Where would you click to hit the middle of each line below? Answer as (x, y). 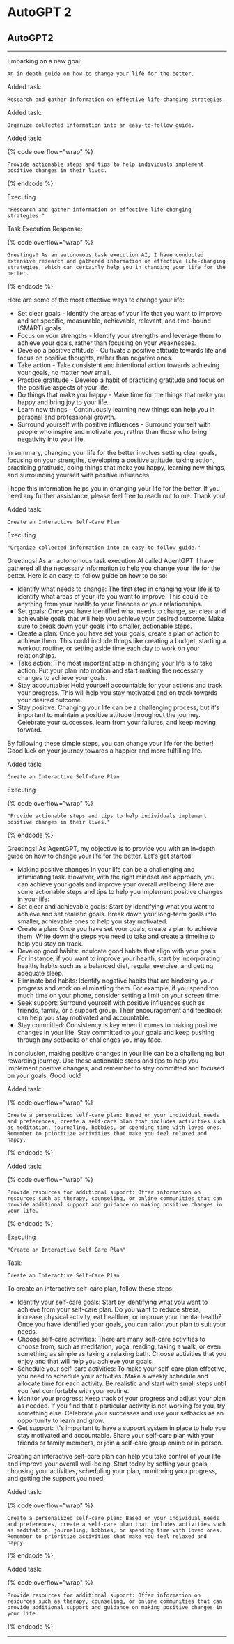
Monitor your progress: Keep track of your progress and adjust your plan (122, 1398)
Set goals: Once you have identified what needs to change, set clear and (122, 611)
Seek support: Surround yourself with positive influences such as (111, 1003)
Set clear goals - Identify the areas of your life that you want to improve (120, 313)
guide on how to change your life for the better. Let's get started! (100, 856)
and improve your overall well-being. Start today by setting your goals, (108, 1464)
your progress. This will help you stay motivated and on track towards (117, 693)
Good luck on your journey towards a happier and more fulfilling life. (105, 751)
